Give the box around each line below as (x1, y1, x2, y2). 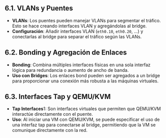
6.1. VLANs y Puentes (5, 4, 74, 13)
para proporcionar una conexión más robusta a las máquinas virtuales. (12, 78, 159, 84)
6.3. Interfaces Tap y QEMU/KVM (5, 93, 111, 101)
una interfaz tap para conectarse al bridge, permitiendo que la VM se (12, 122, 156, 128)
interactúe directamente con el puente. (12, 111, 93, 117)
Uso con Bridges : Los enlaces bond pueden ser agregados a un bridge (12, 72, 160, 78)
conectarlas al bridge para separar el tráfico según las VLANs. (12, 33, 142, 39)
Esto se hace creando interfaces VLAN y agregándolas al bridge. (12, 23, 147, 29)
